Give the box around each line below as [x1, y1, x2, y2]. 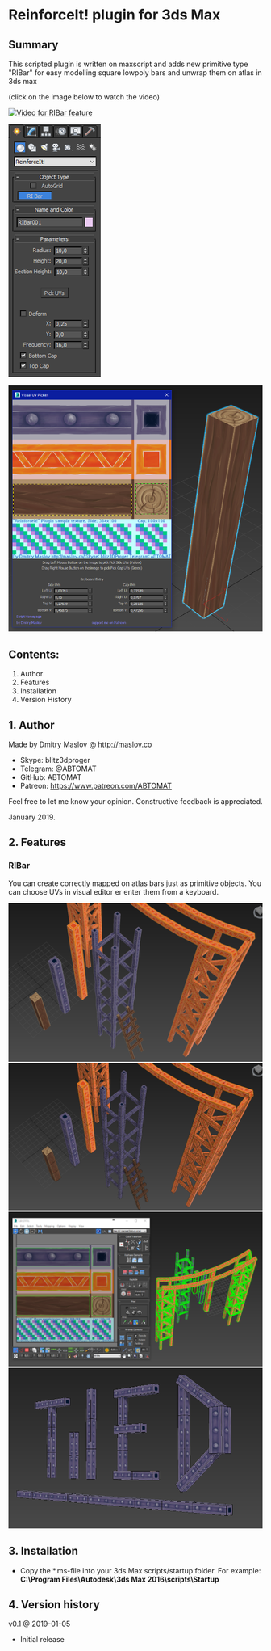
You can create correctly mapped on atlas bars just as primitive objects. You [8, 878, 262, 888]
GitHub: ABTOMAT [19, 773, 82, 781]
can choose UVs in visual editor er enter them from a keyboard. [8, 887, 219, 896]
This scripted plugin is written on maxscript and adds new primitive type [8, 59, 248, 69]
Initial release [19, 1635, 65, 1645]
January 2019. [8, 812, 56, 822]
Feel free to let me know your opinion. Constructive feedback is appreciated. [8, 797, 263, 806]
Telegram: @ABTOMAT [19, 764, 97, 773]
